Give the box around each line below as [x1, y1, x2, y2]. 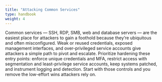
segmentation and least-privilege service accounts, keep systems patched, [5, 61, 158, 67]
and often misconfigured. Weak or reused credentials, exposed [5, 40, 133, 46]
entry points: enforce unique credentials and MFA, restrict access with [5, 56, 147, 62]
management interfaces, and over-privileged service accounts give [5, 45, 141, 52]
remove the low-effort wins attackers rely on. [5, 72, 97, 78]
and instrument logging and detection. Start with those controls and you [5, 66, 151, 72]
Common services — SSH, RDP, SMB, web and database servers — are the [5, 30, 157, 36]
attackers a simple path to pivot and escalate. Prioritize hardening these [5, 51, 151, 56]
